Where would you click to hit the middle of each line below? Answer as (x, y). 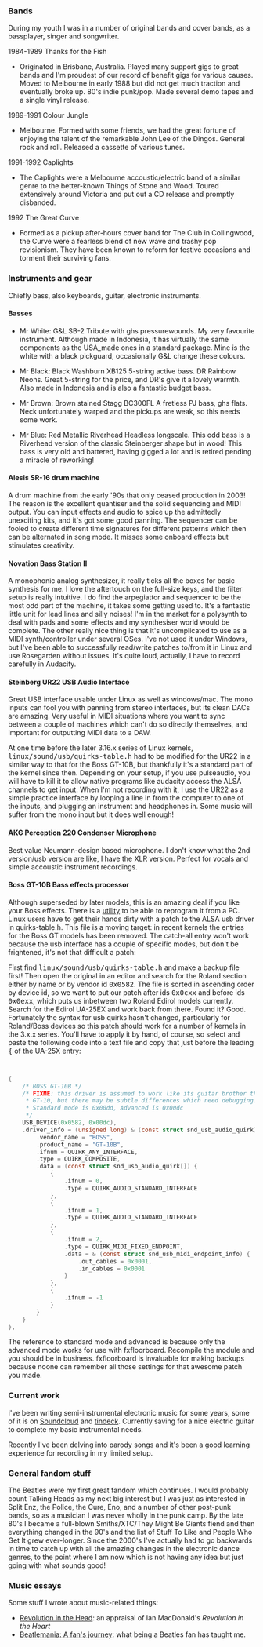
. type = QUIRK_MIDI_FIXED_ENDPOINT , (124, 1246)
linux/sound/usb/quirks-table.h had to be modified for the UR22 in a (130, 756)
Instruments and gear (50, 279)
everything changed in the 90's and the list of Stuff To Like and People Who (130, 1532)
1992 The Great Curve (44, 218)
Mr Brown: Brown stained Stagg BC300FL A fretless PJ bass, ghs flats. (133, 403)
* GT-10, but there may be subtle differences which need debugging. (141, 1101)
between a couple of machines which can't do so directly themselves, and (128, 724)
